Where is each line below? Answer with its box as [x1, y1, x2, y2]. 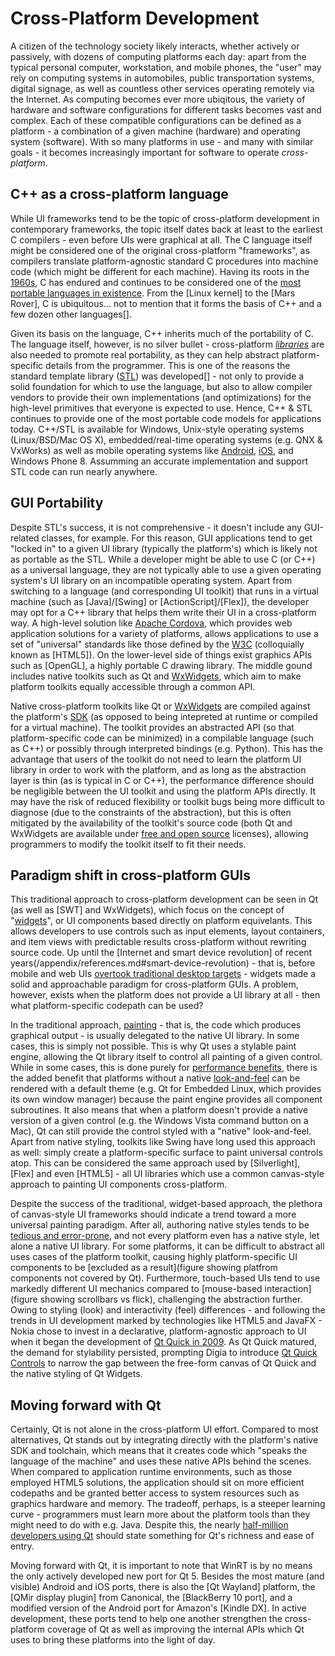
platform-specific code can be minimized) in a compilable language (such [10, 732, 314, 744]
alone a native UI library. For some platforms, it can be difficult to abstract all [10, 1240, 325, 1252]
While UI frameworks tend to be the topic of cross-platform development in [10, 212, 320, 224]
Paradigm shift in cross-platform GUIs [10, 867, 251, 884]
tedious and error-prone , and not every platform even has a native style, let [10, 1230, 320, 1242]
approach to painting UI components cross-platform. [10, 1178, 228, 1191]
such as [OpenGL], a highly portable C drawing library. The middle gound [10, 659, 313, 671]
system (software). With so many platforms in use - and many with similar [10, 135, 314, 147]
